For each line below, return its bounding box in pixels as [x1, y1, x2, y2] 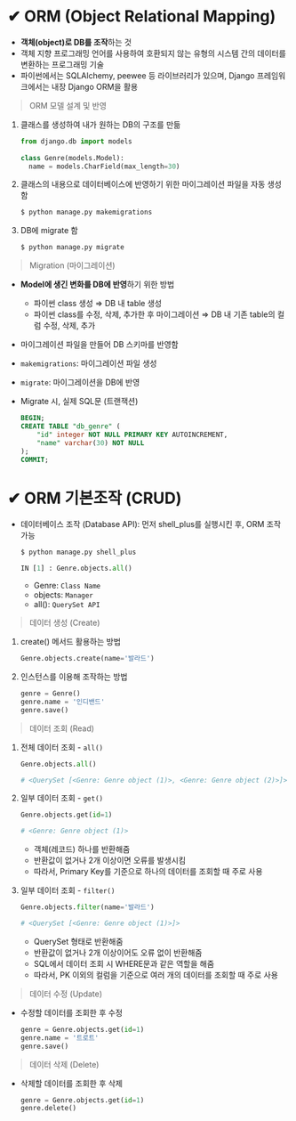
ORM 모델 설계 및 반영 [28, 100, 108, 110]
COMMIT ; [20, 455, 49, 464]
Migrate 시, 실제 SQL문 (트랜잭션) [20, 396, 139, 407]
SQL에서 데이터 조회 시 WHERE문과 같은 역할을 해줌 [33, 958, 214, 969]
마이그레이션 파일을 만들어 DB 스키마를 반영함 [20, 339, 179, 350]
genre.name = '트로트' [20, 1033, 100, 1043]
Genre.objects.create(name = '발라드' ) [20, 654, 156, 663]
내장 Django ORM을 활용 [51, 81, 139, 92]
